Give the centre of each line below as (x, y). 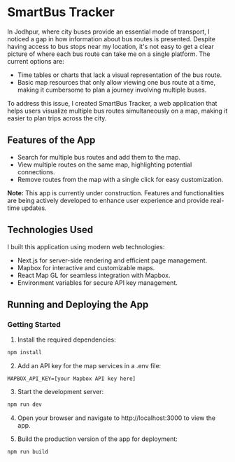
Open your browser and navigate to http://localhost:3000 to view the (116, 418)
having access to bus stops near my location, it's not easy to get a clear (111, 46)
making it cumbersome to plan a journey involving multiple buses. (112, 90)
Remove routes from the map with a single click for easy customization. (120, 179)
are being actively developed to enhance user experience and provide (108, 200)
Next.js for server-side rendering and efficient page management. (112, 260)
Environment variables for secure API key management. (98, 282)
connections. (36, 171)
